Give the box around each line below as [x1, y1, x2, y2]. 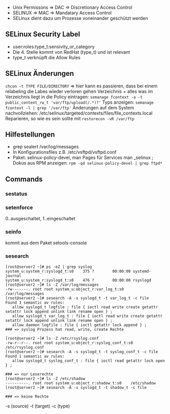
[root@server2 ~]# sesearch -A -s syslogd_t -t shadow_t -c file [5, 385, 147, 390]
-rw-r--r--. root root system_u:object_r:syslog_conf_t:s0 [5, 340, 133, 346]
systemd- [132, 268, 152, 274]
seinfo [5, 228, 21, 235]
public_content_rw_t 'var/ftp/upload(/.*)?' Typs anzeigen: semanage [5, 99, 154, 105]
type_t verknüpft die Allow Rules [12, 54, 80, 60]
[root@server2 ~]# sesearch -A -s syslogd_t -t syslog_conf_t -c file [5, 349, 158, 354]
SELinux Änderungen [5, 69, 74, 78]
